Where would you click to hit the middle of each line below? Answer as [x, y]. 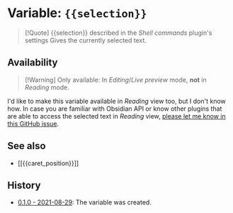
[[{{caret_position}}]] [48, 163]
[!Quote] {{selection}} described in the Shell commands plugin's [118, 33]
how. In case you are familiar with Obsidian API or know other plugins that [115, 109]
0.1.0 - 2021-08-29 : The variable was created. [85, 202]
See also [27, 146]
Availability [33, 63]
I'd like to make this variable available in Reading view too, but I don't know [117, 101]
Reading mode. [47, 87]
